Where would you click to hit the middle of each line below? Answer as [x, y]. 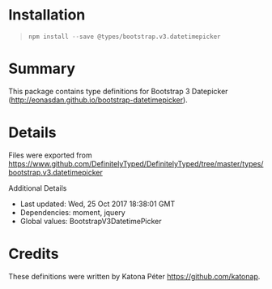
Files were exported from [50, 155]
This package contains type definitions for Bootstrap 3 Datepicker [118, 91]
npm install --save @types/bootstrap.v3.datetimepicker [124, 37]
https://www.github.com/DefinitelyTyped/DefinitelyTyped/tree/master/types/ [136, 163]
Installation [47, 15]
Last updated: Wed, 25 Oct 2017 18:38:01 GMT [98, 204]
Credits [34, 254]
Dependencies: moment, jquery [72, 212]
